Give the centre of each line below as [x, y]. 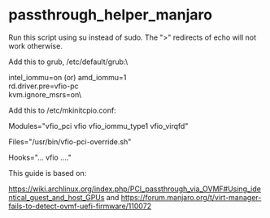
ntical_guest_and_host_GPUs [57, 197]
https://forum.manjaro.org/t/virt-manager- [191, 197]
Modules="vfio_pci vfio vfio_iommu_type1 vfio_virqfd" [98, 126]
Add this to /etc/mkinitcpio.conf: [62, 110]
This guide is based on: [48, 173]
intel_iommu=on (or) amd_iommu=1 [67, 77]
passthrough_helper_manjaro [111, 15]
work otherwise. [35, 45]
